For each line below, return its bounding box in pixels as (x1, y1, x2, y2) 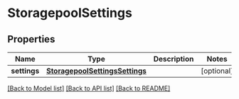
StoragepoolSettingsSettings (46, 66, 147, 76)
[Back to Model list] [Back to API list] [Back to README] (7, 84, 171, 93)
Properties (7, 33, 55, 45)
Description (153, 54, 194, 64)
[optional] (200, 66, 233, 76)
